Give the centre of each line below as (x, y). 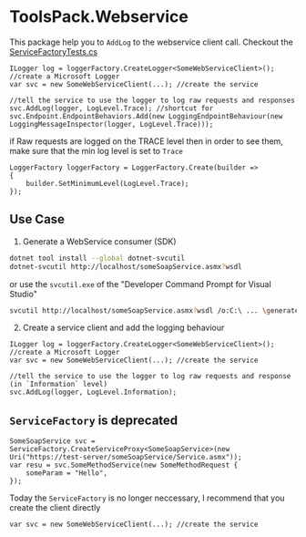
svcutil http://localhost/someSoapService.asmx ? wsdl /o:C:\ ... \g (140, 310)
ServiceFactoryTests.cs (54, 51)
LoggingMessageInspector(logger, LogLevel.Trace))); (112, 124)
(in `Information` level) (58, 385)
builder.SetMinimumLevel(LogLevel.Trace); (107, 183)
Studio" (24, 294)
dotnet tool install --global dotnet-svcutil (97, 258)
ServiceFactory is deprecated (94, 420)
